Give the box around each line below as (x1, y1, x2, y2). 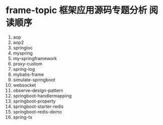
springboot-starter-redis (13, 103, 64, 109)
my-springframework (13, 55, 57, 61)
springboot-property (13, 98, 56, 104)
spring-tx (13, 114, 33, 120)
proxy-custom (13, 61, 42, 67)
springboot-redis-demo (13, 108, 62, 114)
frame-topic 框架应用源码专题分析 (6, 5, 147, 16)
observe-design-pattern (13, 87, 63, 93)
